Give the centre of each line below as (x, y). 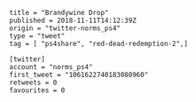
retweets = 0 (33, 82)
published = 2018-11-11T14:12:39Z (73, 20)
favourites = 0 (37, 90)
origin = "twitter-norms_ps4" (65, 28)
